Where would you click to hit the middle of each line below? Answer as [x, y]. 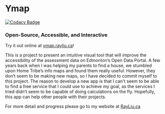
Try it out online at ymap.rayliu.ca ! [40, 46]
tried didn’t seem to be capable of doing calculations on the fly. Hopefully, [80, 92]
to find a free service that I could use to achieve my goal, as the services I [80, 86]
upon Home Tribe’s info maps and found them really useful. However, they [80, 71]
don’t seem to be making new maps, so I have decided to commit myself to [81, 76]
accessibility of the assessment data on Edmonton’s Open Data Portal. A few [83, 60]
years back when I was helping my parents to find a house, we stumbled [79, 66]
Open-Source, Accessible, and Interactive [56, 35]
